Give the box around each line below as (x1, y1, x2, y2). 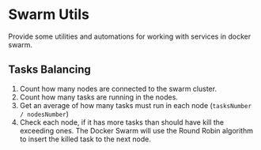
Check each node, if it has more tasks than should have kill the (19, 117, 225, 127)
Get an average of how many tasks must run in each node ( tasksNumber (19, 100, 252, 110)
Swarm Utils (8, 6, 89, 24)
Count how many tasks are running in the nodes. (19, 92, 178, 102)
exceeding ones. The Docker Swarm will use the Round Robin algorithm (19, 126, 253, 135)
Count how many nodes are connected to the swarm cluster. (19, 84, 217, 93)
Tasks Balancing (8, 63, 91, 77)
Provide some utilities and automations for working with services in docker (8, 32, 252, 41)
